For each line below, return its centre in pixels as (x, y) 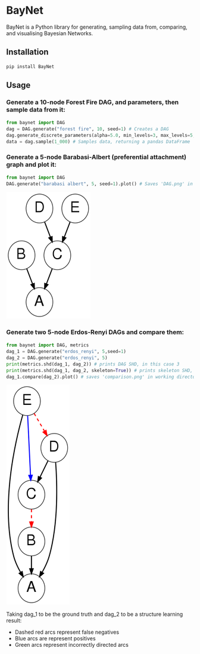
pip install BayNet (30, 66)
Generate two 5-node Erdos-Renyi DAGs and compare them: (95, 332)
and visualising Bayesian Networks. (50, 33)
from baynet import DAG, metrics (48, 345)
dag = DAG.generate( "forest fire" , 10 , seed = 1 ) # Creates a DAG (87, 129)
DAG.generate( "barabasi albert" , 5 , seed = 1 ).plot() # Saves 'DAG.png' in (100, 184)
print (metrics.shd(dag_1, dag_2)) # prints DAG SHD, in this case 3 (93, 364)
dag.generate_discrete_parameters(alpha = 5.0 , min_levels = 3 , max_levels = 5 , (101, 136)
